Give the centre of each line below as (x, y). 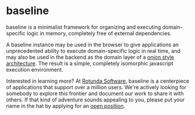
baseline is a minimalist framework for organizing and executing (84, 27)
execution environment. (35, 69)
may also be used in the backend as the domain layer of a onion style (90, 57)
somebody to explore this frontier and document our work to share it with (95, 93)
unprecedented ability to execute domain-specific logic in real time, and (93, 50)
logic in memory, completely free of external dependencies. (99, 33)
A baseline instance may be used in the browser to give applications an (92, 45)
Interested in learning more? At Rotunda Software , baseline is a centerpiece (98, 81)
